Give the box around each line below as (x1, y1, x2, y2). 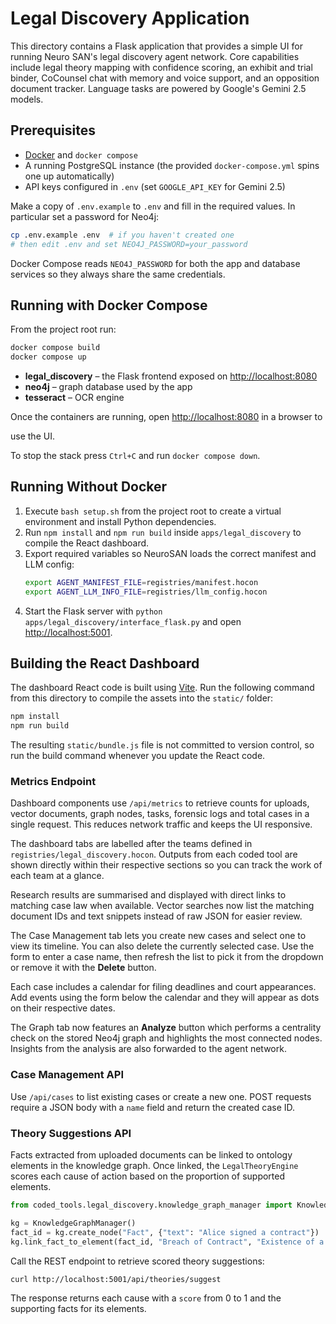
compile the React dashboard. (24, 537, 150, 549)
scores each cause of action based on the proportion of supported (10, 1170, 286, 1182)
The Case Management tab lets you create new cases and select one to (10, 930, 307, 942)
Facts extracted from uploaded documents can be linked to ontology (10, 1149, 293, 1161)
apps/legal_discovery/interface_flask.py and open (24, 615, 242, 627)
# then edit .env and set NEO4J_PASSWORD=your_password (10, 239, 248, 249)
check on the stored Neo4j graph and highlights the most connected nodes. (10, 1032, 323, 1044)
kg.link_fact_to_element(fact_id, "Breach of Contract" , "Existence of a (10, 1237, 325, 1247)
